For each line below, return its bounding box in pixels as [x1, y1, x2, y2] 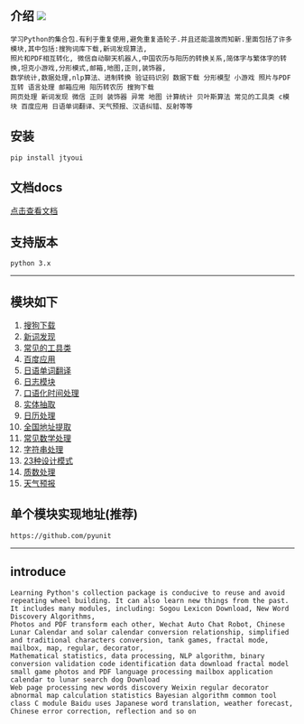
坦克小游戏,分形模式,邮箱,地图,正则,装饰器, [21, 63, 167, 72]
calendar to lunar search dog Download [10, 675, 161, 684]
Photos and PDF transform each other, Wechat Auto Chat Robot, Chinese [10, 619, 285, 629]
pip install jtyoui [10, 153, 84, 162]
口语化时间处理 [23, 387, 79, 399]
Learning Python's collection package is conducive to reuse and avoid [10, 588, 285, 598]
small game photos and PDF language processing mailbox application [10, 667, 273, 676]
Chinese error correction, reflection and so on [10, 707, 197, 716]
